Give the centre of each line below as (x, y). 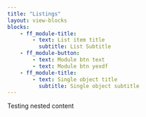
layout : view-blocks (38, 20)
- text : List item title (69, 40)
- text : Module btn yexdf (71, 66)
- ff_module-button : (50, 54)
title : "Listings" (34, 14)
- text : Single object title (75, 79)
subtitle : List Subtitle (75, 47)
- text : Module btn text (69, 60)
